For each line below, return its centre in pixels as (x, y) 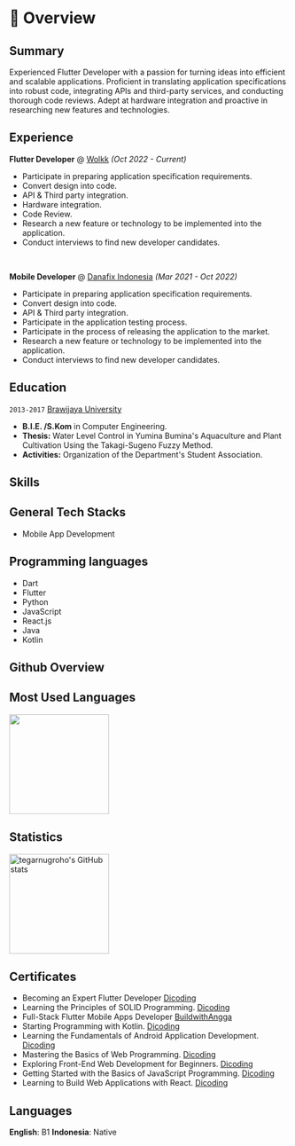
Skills (24, 483)
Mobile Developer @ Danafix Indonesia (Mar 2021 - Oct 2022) (123, 276)
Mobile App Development (68, 534)
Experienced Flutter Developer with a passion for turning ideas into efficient (147, 72)
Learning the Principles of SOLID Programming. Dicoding (126, 1008)
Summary (37, 51)
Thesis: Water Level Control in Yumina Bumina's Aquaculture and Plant (151, 436)
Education (38, 388)
